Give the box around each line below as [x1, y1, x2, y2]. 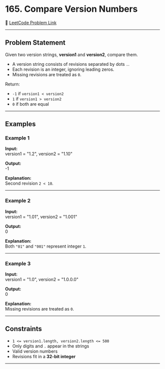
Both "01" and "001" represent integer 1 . [5, 243, 87, 249]
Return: [5, 81, 20, 87]
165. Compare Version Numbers [5, 3, 138, 15]
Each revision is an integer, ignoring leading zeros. [12, 66, 114, 72]
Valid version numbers [12, 348, 58, 354]
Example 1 [5, 135, 30, 142]
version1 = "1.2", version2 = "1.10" [5, 151, 73, 157]
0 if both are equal [12, 101, 49, 107]
